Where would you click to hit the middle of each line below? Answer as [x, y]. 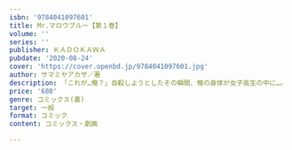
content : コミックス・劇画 [54, 124]
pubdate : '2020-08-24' [51, 58]
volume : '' [29, 34]
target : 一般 [32, 108]
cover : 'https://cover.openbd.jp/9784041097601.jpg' [109, 67]
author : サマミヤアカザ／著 [55, 75]
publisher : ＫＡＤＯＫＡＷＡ [58, 50]
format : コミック [39, 116]
